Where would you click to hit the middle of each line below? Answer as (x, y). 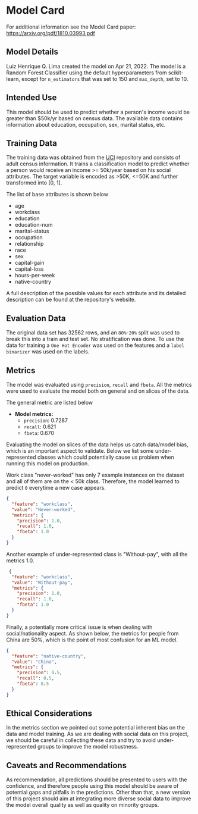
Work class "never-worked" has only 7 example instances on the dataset (95, 475)
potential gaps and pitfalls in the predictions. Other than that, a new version (98, 793)
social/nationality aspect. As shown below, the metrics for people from (92, 633)
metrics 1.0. (20, 561)
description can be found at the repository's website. (71, 300)
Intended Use (32, 98)
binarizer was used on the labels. (48, 352)
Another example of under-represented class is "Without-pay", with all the (97, 554)
